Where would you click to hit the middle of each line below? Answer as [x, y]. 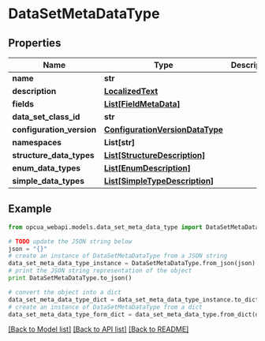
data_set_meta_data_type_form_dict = [70, 314]
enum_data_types [47, 168]
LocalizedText [131, 91]
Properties [35, 43]
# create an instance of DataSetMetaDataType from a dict [105, 307]
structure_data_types [53, 155]
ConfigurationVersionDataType [163, 129]
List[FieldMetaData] [142, 104]
